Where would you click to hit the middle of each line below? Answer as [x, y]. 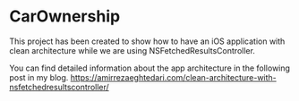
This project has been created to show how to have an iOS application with [147, 41]
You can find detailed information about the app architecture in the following [150, 68]
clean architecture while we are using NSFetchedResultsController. [132, 50]
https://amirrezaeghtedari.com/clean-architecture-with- [174, 77]
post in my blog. [39, 77]
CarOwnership [65, 17]
